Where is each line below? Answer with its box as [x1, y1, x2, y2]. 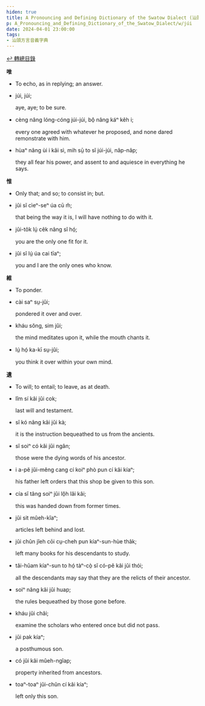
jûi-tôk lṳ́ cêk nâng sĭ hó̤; [15, 226, 77, 233]
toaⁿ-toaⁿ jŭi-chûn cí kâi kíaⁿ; [15, 681, 88, 688]
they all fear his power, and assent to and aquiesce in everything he [15, 158, 185, 166]
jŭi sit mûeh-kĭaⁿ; [15, 514, 58, 521]
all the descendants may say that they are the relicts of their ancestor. [15, 574, 191, 581]
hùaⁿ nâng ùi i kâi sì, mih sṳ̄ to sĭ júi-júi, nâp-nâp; [15, 147, 138, 153]
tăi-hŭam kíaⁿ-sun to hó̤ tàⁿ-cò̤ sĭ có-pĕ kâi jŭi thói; [15, 562, 143, 569]
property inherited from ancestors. [15, 669, 103, 676]
